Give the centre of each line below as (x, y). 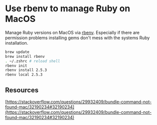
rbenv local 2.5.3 (24, 75)
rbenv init (16, 66)
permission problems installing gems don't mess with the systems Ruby (78, 38)
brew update (17, 52)
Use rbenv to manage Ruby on (68, 9)
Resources (22, 90)
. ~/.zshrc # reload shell (33, 61)
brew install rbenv (25, 56)
